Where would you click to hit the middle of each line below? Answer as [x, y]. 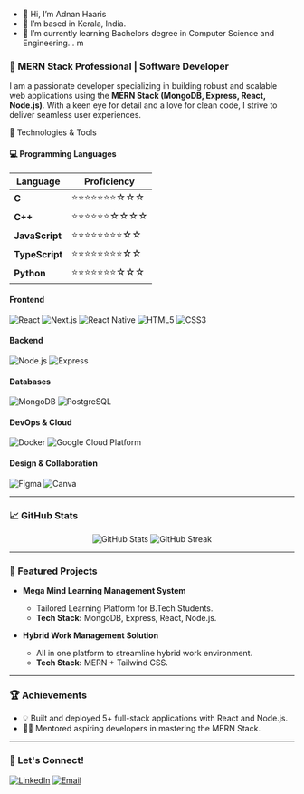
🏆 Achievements [48, 695]
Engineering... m [53, 43]
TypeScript [38, 254]
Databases [30, 382]
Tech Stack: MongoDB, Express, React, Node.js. [126, 618]
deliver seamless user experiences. [76, 115]
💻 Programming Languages [63, 153]
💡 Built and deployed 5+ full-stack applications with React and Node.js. [155, 718]
